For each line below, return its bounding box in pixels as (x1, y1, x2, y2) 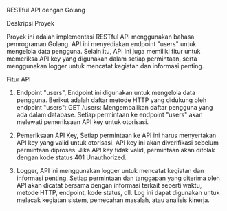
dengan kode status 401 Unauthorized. (16, 153, 127, 161)
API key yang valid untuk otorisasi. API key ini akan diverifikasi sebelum (16, 139, 219, 147)
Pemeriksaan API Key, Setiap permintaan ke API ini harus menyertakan (16, 131, 217, 139)
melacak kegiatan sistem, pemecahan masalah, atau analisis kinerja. (16, 196, 210, 204)
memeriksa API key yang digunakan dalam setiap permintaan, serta (6, 54, 197, 63)
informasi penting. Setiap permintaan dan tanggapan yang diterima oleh (16, 174, 221, 182)
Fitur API (6, 75, 32, 83)
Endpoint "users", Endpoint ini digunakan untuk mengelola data (16, 89, 196, 97)
